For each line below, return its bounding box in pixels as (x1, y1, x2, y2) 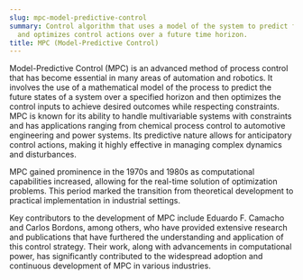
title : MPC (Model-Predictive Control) (9, 38, 160, 48)
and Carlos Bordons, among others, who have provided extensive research (9, 222, 288, 233)
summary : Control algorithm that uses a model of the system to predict (9, 22, 289, 31)
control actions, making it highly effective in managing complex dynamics (9, 140, 282, 150)
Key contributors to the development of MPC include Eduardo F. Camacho (9, 212, 285, 223)
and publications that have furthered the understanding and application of (9, 231, 284, 243)
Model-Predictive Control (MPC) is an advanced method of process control (9, 63, 289, 74)
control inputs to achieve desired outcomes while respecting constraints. (9, 101, 280, 113)
